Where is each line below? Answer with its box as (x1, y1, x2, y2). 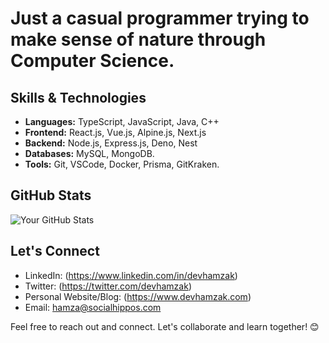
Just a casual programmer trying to (10, 7, 310, 30)
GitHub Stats (10, 187, 92, 204)
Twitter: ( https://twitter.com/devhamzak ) (24, 280, 193, 292)
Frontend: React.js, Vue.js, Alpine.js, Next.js (24, 127, 207, 138)
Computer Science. (10, 50, 175, 72)
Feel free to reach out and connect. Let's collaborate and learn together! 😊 (10, 320, 320, 332)
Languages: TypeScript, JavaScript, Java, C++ (24, 116, 220, 127)
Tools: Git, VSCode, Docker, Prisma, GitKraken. (24, 158, 220, 170)
